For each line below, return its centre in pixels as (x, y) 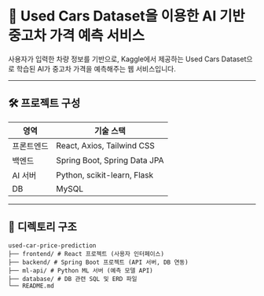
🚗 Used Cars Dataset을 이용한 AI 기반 (126, 16)
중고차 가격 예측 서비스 (77, 36)
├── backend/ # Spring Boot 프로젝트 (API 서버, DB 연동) (98, 262)
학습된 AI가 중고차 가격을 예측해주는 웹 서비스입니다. (96, 68)
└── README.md (31, 286)
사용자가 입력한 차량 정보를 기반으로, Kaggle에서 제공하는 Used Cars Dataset (127, 59)
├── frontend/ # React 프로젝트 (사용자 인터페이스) (86, 254)
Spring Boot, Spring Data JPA (110, 160)
